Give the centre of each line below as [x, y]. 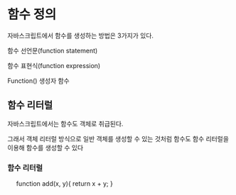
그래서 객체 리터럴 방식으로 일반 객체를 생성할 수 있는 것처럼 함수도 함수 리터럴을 [118, 138]
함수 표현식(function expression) [54, 65]
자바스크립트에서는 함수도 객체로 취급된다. [65, 123]
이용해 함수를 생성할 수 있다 [45, 147]
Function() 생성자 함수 [38, 80]
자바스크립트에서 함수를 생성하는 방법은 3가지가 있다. [81, 35]
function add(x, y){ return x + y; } [65, 184]
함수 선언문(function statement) [53, 50]
